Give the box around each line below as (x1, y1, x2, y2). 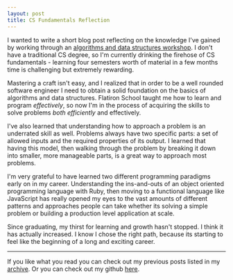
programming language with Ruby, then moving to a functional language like (7, 187, 225, 195)
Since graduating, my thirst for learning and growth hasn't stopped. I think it (7, 222, 224, 231)
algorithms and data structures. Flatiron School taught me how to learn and (7, 93, 222, 101)
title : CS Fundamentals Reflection (7, 17, 110, 24)
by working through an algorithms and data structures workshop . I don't (7, 43, 213, 51)
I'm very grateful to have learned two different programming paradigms (7, 172, 211, 181)
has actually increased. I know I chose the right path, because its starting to (7, 230, 223, 238)
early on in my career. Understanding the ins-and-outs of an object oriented (7, 179, 224, 188)
